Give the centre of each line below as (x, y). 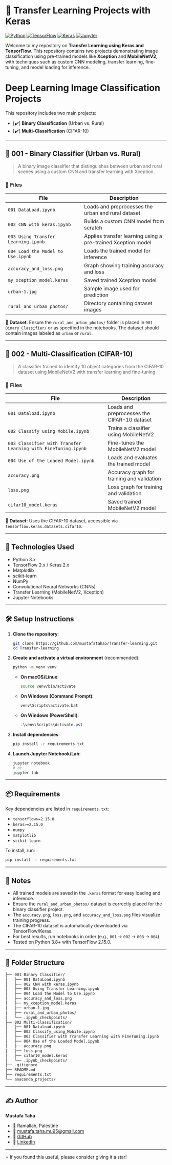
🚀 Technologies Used (40, 547)
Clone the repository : (36, 634)
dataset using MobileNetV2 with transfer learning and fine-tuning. (87, 372)
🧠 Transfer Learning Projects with (78, 10)
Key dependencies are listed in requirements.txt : (57, 809)
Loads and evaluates (133, 458)
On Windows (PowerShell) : (50, 715)
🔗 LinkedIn (24, 1142)
